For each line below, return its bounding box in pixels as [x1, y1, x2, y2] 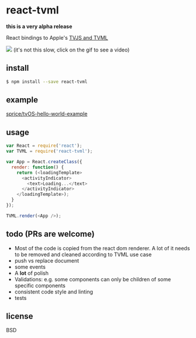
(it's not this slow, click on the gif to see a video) [13, 46, 130, 53]
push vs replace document [14, 257, 80, 264]
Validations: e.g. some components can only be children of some [14, 275, 171, 282]
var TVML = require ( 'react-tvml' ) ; [6, 149, 93, 154]
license [6, 311, 33, 321]
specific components [14, 282, 66, 289]
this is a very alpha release [6, 23, 73, 30]
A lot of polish [14, 270, 49, 277]
